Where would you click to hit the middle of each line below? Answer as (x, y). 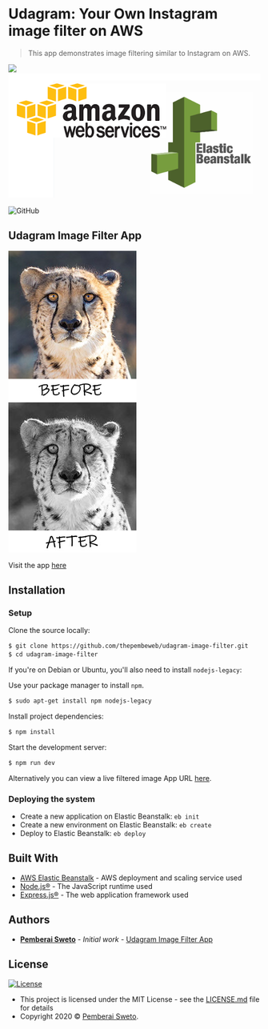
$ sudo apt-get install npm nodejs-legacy (80, 701)
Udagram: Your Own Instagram (113, 14)
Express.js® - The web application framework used (104, 895)
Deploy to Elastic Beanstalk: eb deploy (83, 834)
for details (36, 1007)
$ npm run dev (32, 763)
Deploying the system (52, 799)
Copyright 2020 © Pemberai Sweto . (79, 1016)
